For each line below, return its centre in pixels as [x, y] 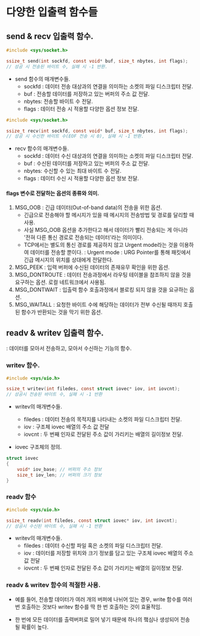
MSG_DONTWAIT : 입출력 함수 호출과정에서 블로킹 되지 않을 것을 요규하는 [101, 290]
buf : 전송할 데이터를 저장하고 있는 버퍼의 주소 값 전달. [87, 94]
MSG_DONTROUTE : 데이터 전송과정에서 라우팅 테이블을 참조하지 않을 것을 [103, 275]
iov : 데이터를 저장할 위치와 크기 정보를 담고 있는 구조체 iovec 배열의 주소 [109, 553]
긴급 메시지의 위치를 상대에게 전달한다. [68, 260]
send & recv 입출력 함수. [50, 36]
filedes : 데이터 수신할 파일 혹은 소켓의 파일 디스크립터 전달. [93, 546]
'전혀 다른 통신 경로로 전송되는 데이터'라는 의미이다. [84, 237]
